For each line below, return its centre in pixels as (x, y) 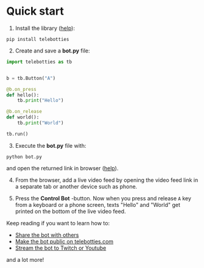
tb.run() (17, 134)
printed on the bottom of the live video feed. (70, 211)
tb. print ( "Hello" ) (40, 101)
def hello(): (23, 95)
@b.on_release (24, 112)
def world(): (23, 117)
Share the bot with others (47, 235)
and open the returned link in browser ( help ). (62, 168)
